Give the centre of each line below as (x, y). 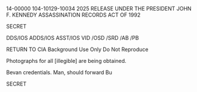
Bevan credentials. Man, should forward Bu (59, 72)
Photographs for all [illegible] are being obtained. (66, 61)
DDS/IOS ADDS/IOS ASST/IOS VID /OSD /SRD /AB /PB (73, 38)
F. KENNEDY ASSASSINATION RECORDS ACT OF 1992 (73, 15)
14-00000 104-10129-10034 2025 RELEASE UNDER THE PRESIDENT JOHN (99, 9)
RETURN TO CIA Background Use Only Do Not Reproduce (77, 49)
